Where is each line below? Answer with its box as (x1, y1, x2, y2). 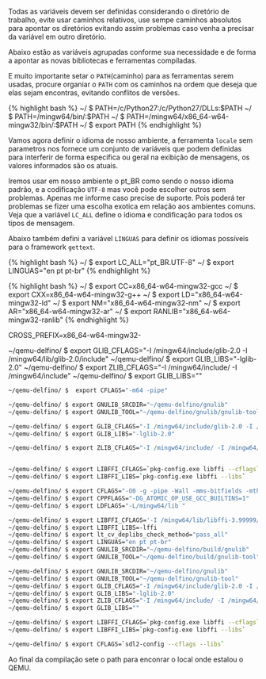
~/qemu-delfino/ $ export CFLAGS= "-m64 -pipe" (8, 386, 169, 394)
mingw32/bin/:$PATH (8, 121, 78, 129)
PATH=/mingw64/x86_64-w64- (126, 112, 230, 121)
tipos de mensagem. (8, 218, 75, 228)
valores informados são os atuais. (8, 161, 119, 170)
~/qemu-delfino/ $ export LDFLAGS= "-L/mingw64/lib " (8, 501, 186, 510)
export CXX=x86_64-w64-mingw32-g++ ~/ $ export (8, 290, 180, 299)
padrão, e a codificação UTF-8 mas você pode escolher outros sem (8, 185, 226, 194)
